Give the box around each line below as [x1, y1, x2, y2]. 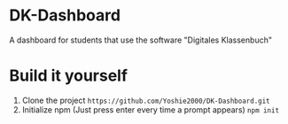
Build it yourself [9, 66, 128, 86]
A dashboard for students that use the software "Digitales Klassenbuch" [9, 35, 273, 45]
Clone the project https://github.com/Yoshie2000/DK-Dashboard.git [21, 95, 270, 105]
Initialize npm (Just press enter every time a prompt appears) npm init [21, 104, 280, 115]
